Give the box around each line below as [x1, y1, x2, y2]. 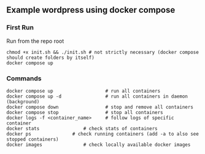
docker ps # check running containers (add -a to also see [6, 131, 199, 137]
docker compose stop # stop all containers [6, 109, 164, 115]
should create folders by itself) [6, 55, 95, 61]
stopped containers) [6, 136, 60, 142]
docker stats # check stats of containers [6, 125, 158, 131]
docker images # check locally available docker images [6, 141, 191, 148]
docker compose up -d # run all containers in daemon [6, 93, 188, 99]
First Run [6, 23, 34, 32]
